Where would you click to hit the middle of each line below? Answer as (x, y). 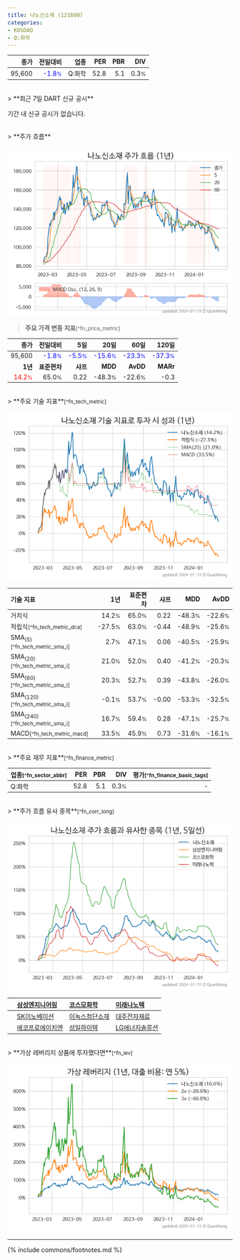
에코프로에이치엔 (40, 1028)
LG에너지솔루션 (137, 1028)
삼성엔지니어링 (37, 1004)
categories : (25, 22)
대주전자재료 (133, 1016)
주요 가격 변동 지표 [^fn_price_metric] (72, 328)
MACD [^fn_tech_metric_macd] (50, 733)
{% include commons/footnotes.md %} (65, 1249)
